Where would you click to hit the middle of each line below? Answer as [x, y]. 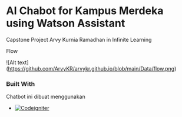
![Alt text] [17, 62]
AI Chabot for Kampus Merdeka [85, 11]
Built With [21, 83]
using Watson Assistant [66, 23]
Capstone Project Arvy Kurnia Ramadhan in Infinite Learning [79, 39]
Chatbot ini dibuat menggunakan [46, 97]
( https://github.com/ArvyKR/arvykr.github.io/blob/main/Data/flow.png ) [91, 68]
